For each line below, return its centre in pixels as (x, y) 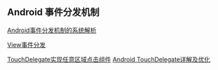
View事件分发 (27, 45)
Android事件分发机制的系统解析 (52, 30)
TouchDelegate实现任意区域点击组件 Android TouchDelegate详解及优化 (109, 59)
